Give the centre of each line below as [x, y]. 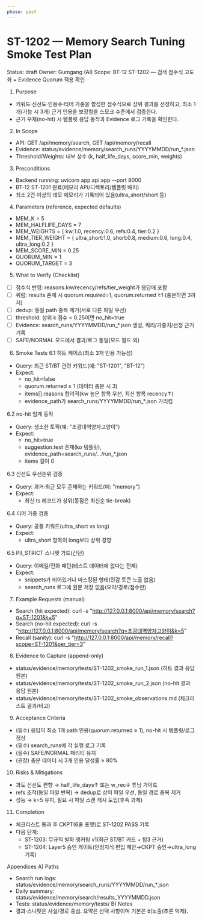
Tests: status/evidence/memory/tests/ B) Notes [74, 904]
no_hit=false [40, 379]
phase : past [22, 12]
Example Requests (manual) [50, 599]
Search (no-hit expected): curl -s [56, 624]
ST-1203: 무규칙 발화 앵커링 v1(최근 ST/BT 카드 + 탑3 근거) [94, 839]
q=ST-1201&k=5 [35, 617]
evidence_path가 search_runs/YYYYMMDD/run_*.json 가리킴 [99, 401]
